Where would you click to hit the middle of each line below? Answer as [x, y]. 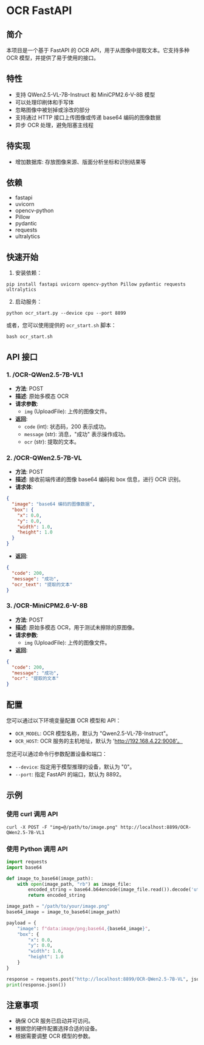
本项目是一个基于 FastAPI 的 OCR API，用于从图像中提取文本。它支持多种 [98, 50]
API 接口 [22, 357]
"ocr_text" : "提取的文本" [42, 584]
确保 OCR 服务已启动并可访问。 [54, 1021]
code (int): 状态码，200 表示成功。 [66, 427]
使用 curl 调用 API [32, 814]
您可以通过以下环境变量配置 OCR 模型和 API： [64, 720]
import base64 [24, 867]
